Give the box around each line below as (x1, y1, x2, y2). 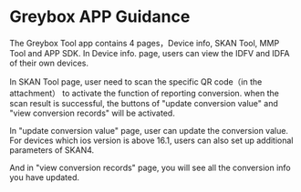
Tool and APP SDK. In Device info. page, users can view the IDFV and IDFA (9, 47, 290, 58)
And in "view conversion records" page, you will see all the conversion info (9, 162, 291, 173)
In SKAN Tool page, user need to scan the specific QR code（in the (9, 76, 263, 87)
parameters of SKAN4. (9, 144, 95, 156)
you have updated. (9, 171, 80, 183)
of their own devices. (9, 57, 89, 68)
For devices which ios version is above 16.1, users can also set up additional (9, 135, 294, 146)
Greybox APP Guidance (9, 6, 191, 27)
